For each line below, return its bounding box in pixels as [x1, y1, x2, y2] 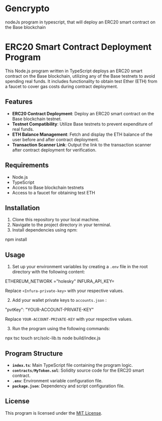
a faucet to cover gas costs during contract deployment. [5, 84, 119, 89]
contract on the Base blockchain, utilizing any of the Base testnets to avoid [5, 73, 155, 79]
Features [5, 98, 33, 106]
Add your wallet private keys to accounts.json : [12, 297, 107, 303]
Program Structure [5, 349, 63, 358]
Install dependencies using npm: [12, 227, 78, 233]
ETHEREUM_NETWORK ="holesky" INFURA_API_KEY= [5, 278, 115, 284]
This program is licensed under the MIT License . [5, 410, 102, 416]
